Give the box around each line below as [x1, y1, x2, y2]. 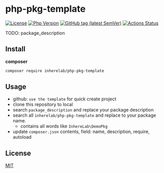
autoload [12, 134, 32, 140]
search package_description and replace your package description [12, 107, 154, 113]
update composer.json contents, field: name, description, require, [12, 128, 150, 135]
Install [5, 45, 26, 54]
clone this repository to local [12, 101, 73, 107]
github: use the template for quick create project [12, 96, 117, 102]
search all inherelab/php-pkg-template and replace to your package [12, 112, 156, 118]
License [5, 149, 31, 158]
